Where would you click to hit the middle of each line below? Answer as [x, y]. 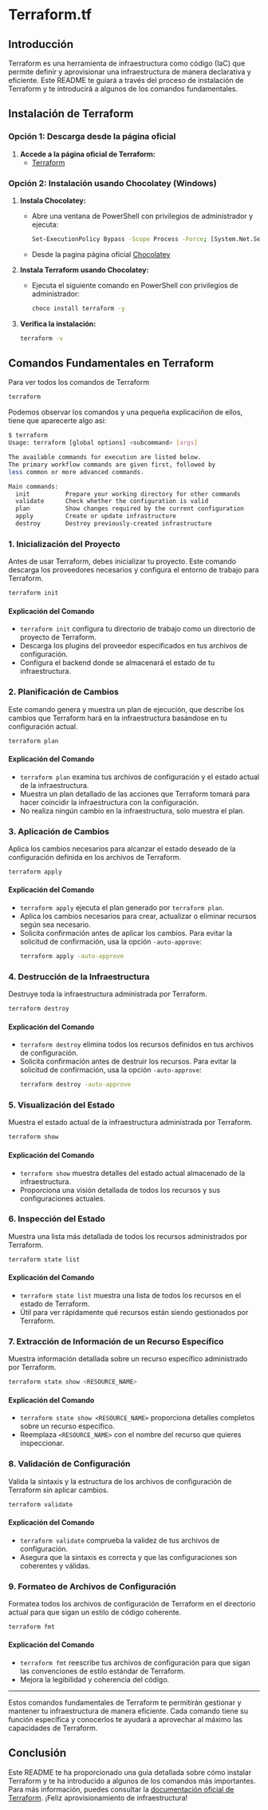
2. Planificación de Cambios [64, 692]
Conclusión [37, 1753]
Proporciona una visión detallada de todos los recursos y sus [120, 1190]
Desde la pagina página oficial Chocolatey [101, 254]
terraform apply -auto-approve [72, 956]
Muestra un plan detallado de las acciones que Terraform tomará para [135, 794]
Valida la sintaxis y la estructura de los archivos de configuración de [120, 1481]
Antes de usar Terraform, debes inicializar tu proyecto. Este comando [122, 561]
